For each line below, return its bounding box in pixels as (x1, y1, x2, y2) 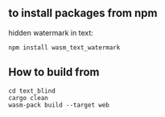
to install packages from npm (8, 6, 158, 20)
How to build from (8, 65, 100, 79)
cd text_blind (8, 86, 56, 95)
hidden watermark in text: (8, 27, 94, 37)
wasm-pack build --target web (8, 101, 110, 109)
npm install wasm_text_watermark (8, 44, 121, 52)
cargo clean (8, 94, 48, 102)
